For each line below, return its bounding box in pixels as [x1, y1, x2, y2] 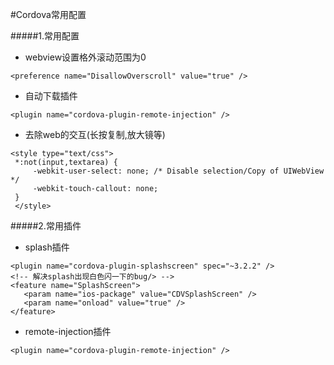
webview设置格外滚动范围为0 [24, 51, 147, 63]
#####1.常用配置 [10, 30, 80, 42]
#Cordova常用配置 [10, 9, 87, 20]
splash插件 [24, 241, 70, 253]
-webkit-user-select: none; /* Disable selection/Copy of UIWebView [32, 166, 325, 176]
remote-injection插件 [24, 326, 112, 337]
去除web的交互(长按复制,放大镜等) [24, 129, 166, 140]
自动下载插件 [24, 90, 78, 102]
